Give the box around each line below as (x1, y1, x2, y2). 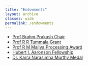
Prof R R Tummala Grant (12, 39, 61, 45)
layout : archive (5, 12, 38, 16)
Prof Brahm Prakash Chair (12, 34, 65, 40)
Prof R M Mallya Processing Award (12, 44, 83, 50)
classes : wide (5, 16, 34, 21)
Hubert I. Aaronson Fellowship (12, 49, 74, 55)
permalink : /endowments (5, 20, 54, 26)
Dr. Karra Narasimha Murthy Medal (12, 54, 83, 61)
